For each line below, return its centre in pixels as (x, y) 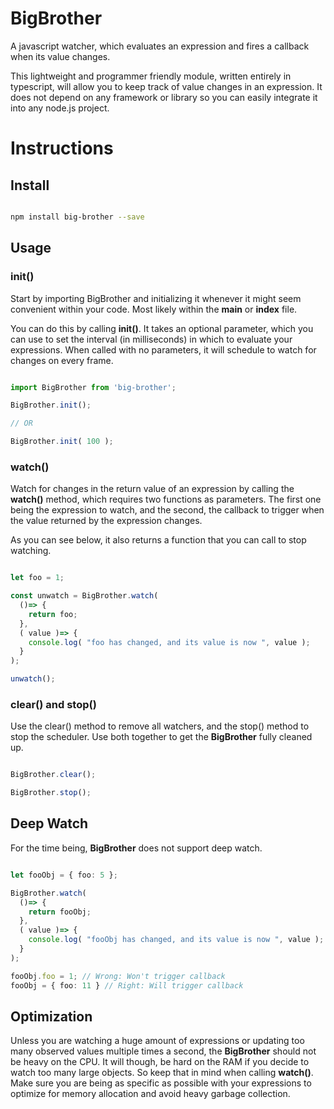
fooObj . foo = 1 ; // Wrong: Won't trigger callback (118, 976)
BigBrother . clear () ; (53, 775)
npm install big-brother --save (77, 217)
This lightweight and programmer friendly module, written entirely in (151, 76)
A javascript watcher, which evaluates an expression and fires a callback (160, 46)
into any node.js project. (60, 108)
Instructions (62, 148)
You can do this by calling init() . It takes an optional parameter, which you (162, 328)
